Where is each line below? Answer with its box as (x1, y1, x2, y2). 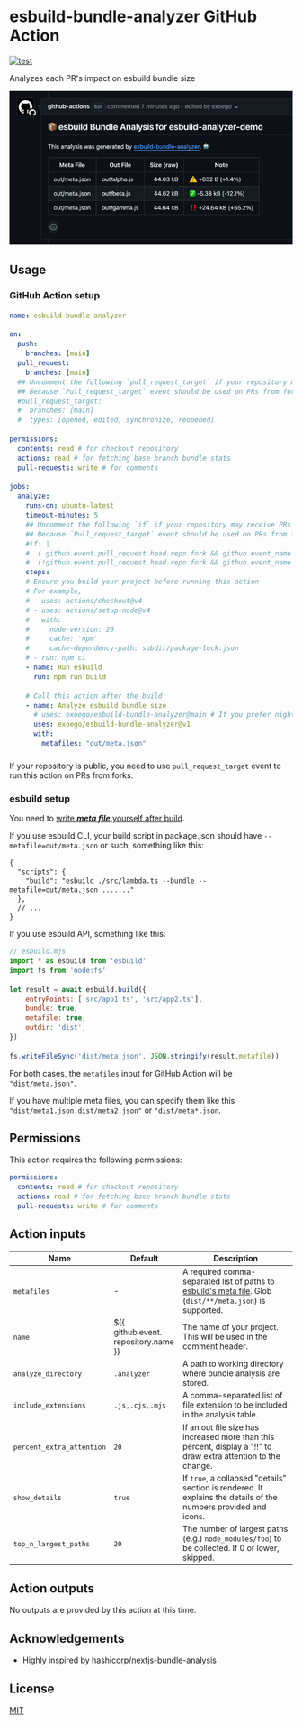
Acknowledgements (9, 1630, 125, 1646)
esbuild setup (9, 792, 70, 804)
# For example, (25, 587, 83, 596)
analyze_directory (13, 1370, 83, 1379)
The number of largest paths (182, 1524, 289, 1535)
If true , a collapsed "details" (182, 1472, 287, 1483)
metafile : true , (25, 1013, 87, 1022)
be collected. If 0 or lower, (182, 1543, 280, 1554)
